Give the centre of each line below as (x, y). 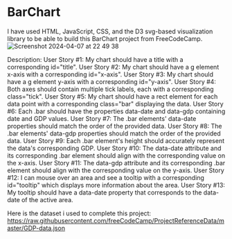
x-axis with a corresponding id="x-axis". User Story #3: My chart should (110, 74)
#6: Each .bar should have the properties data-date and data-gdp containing (116, 111)
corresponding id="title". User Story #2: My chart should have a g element (113, 67)
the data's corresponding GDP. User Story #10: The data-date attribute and (114, 148)
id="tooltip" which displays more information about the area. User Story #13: (116, 185)
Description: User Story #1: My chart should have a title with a (95, 59)
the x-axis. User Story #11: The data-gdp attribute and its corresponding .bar (116, 163)
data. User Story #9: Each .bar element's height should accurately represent (116, 140)
